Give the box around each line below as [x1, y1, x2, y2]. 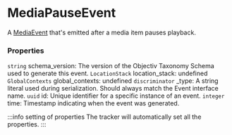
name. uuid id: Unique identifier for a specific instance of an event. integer [7, 91, 225, 100]
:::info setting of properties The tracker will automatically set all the [7, 112, 202, 121]
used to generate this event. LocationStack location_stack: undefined [7, 69, 208, 78]
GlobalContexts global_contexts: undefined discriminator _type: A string [7, 77, 219, 85]
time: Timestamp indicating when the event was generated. [7, 99, 180, 108]
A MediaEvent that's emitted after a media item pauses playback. [7, 28, 196, 37]
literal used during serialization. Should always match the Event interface [7, 84, 219, 93]
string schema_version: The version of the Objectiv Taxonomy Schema [7, 62, 215, 70]
